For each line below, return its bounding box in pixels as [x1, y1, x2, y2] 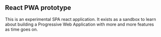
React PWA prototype [5, 4, 71, 12]
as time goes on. [5, 26, 38, 32]
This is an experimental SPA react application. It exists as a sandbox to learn [5, 16, 156, 22]
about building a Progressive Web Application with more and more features [5, 21, 154, 27]
